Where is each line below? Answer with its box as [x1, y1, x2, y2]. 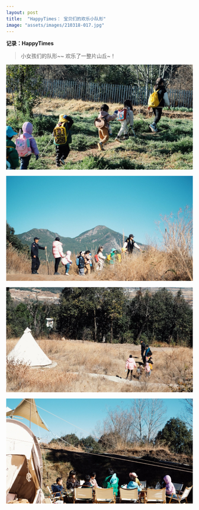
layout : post [6, 9, 38, 15]
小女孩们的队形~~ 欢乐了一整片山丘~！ [20, 52, 116, 59]
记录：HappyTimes [6, 40, 54, 47]
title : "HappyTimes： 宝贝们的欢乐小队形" [6, 15, 107, 22]
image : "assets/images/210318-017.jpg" [6, 22, 105, 28]
